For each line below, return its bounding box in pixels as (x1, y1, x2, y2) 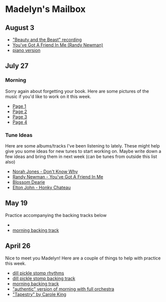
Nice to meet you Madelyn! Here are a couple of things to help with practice (5, 255, 161, 261)
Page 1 (12, 103, 26, 109)
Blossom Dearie (12, 179, 45, 185)
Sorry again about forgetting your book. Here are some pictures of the (5, 88, 150, 94)
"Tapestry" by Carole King (12, 291, 66, 297)
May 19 (5, 199, 28, 207)
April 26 (5, 241, 31, 250)
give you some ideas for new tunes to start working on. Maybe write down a (5, 148, 162, 154)
